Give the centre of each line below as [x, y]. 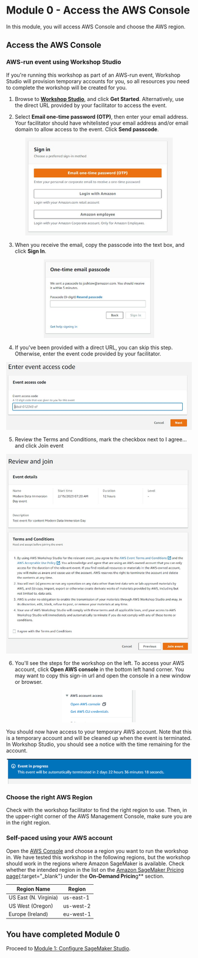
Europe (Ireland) [28, 914]
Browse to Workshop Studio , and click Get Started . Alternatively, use [99, 99]
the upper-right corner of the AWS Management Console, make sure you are [99, 816]
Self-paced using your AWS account [60, 838]
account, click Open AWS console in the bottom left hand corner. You [99, 669]
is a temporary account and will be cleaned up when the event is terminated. [99, 738]
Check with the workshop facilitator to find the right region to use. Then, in [97, 810]
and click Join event [39, 445]
